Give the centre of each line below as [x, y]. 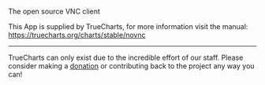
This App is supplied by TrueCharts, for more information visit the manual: [128, 26]
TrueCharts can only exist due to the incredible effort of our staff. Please [126, 57]
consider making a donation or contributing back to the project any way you [131, 66]
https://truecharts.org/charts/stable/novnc [77, 35]
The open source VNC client [54, 11]
